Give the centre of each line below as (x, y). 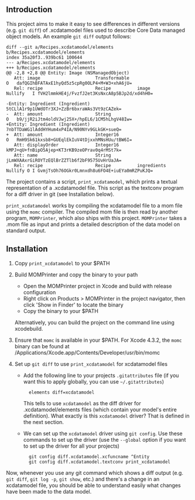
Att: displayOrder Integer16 (66, 145)
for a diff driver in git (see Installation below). (60, 194)
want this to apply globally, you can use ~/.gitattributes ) (94, 381)
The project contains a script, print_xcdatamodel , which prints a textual (92, 181)
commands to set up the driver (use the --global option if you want (105, 439)
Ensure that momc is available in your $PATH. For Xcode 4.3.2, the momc (98, 340)
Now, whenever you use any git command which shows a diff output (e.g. (95, 472)
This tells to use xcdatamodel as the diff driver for (82, 403)
